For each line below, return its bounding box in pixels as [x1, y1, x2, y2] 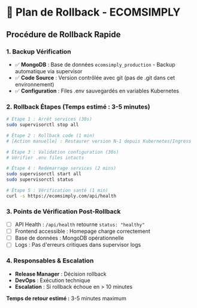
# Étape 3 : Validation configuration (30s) [6, 149, 119, 155]
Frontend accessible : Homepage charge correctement [14, 228, 151, 235]
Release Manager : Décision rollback [14, 270, 107, 277]
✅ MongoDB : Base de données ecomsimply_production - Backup [14, 61, 175, 68]
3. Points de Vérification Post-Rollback [6, 207, 121, 216]
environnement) [14, 80, 54, 88]
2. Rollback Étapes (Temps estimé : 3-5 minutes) [6, 102, 151, 110]
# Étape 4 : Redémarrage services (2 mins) [6, 165, 117, 172]
